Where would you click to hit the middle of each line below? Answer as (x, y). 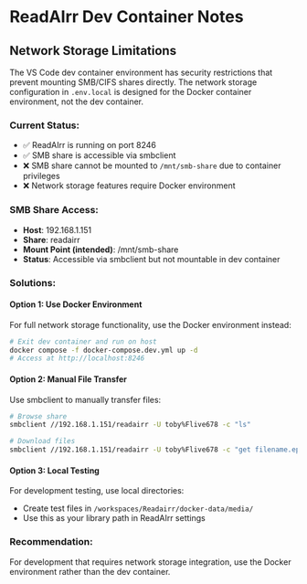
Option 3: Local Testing (55, 470)
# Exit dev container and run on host (83, 341)
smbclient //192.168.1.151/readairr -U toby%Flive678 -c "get (130, 450)
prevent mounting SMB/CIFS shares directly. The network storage (133, 82)
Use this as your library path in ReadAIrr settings (114, 518)
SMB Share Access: (54, 210)
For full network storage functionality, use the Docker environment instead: (151, 324)
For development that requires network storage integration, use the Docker (150, 562)
